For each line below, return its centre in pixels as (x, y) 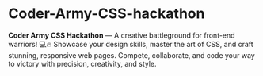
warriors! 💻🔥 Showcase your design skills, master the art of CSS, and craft (131, 44)
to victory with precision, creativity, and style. (82, 63)
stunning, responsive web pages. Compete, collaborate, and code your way (131, 55)
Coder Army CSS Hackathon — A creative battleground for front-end (122, 35)
